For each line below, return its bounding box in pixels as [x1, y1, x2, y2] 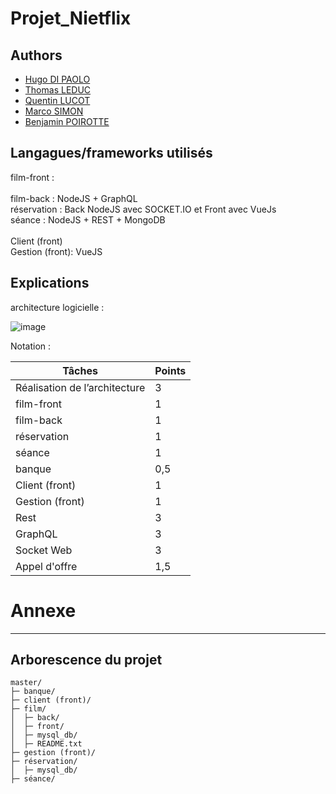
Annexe [10, 599, 77, 622]
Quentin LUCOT [24, 95, 91, 106]
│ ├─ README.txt [10, 739, 83, 749]
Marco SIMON [24, 105, 84, 117]
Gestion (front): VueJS [10, 245, 103, 257]
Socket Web [15, 543, 73, 557]
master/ [10, 678, 43, 688]
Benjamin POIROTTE [24, 116, 110, 127]
